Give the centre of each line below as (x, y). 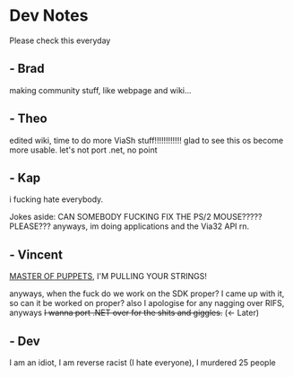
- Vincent (36, 254)
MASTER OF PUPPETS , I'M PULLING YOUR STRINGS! (108, 276)
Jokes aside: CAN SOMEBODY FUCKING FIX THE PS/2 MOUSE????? (136, 217)
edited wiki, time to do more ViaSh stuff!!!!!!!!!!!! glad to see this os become (146, 140)
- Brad (27, 69)
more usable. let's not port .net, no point (84, 150)
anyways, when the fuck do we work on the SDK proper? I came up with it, (147, 294)
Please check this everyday (60, 40)
